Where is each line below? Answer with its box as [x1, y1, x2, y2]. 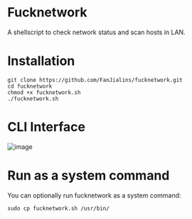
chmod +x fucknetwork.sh [7, 88, 81, 96]
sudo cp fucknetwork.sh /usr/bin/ [7, 205, 110, 212]
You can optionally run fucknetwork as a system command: [7, 190, 181, 200]
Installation [7, 53, 75, 69]
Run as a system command [7, 168, 170, 183]
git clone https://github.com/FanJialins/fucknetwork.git [7, 76, 183, 83]
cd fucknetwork [7, 83, 53, 90]
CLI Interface [7, 119, 85, 136]
